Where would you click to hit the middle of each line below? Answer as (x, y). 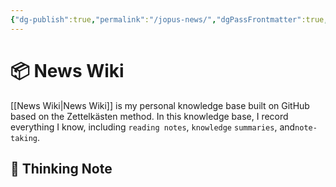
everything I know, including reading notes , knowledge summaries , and (153, 127)
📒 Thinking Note (61, 168)
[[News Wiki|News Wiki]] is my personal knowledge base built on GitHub (160, 105)
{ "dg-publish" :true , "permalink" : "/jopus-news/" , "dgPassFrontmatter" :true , (169, 19)
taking (24, 138)
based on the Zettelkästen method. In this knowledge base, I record (149, 116)
